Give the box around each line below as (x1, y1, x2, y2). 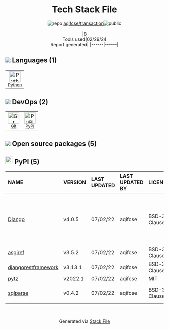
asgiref (8, 249, 25, 256)
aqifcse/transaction (63, 20, 104, 26)
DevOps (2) (12, 98, 49, 106)
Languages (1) (12, 56, 57, 65)
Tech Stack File (52, 4, 117, 15)
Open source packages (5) (12, 139, 97, 148)
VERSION (63, 179, 87, 186)
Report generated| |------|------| (50, 41, 119, 47)
